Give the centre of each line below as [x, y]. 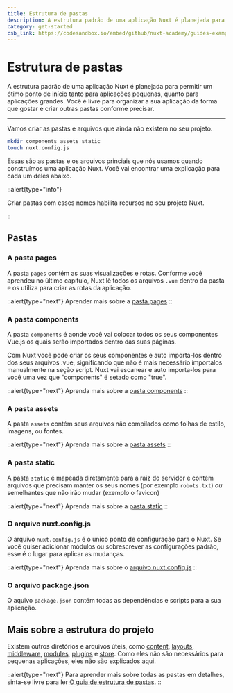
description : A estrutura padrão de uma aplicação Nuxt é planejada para [116, 20]
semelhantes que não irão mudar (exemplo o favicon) [83, 492]
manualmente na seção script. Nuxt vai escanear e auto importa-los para [112, 369]
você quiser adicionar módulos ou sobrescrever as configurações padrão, [113, 546]
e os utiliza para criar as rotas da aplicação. [69, 287]
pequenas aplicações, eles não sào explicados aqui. [81, 661]
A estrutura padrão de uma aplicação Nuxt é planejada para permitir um [110, 87]
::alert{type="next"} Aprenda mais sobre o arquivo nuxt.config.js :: [102, 567]
